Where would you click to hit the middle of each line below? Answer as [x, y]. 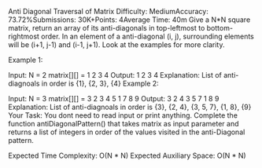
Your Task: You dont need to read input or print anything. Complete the [123, 115]
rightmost [24, 36]
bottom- [220, 28]
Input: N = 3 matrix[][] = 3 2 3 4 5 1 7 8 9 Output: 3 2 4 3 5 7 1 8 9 [114, 99]
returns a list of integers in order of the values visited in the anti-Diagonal [127, 132]
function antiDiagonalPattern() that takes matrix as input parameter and [124, 124]
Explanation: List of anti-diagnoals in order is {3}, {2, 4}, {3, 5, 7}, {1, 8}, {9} [130, 107]
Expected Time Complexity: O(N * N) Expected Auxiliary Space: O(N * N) [127, 155]
